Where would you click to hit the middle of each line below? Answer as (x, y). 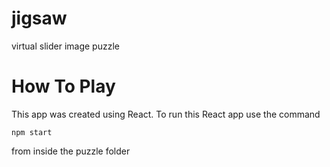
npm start (32, 132)
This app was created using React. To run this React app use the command (166, 114)
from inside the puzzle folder (71, 151)
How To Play (63, 86)
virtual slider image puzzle (65, 46)
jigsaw (39, 18)
